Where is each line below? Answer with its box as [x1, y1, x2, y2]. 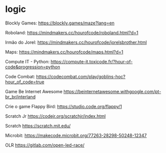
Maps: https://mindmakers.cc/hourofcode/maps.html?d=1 [5, 49, 124, 55]
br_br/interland [5, 94, 36, 100]
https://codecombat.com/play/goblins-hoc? [36, 73, 126, 79]
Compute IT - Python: [5, 58, 50, 64]
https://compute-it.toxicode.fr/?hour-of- [50, 58, 133, 64]
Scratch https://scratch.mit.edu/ [5, 123, 71, 129]
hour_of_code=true [5, 79, 45, 85]
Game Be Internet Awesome [5, 88, 63, 94]
